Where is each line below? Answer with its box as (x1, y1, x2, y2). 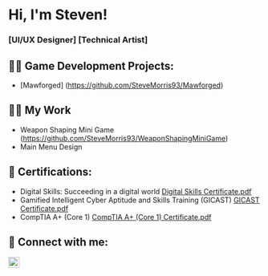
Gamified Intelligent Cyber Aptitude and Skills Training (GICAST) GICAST (19, 195, 260, 205)
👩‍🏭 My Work (8, 103, 71, 117)
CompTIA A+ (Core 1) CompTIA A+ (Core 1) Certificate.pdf (19, 212, 212, 221)
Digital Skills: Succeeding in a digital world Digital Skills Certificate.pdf (19, 186, 252, 196)
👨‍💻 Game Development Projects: (8, 59, 174, 73)
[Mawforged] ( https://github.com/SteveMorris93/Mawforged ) (19, 80, 224, 90)
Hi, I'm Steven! (8, 6, 108, 24)
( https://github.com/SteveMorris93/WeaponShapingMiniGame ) (19, 133, 229, 143)
